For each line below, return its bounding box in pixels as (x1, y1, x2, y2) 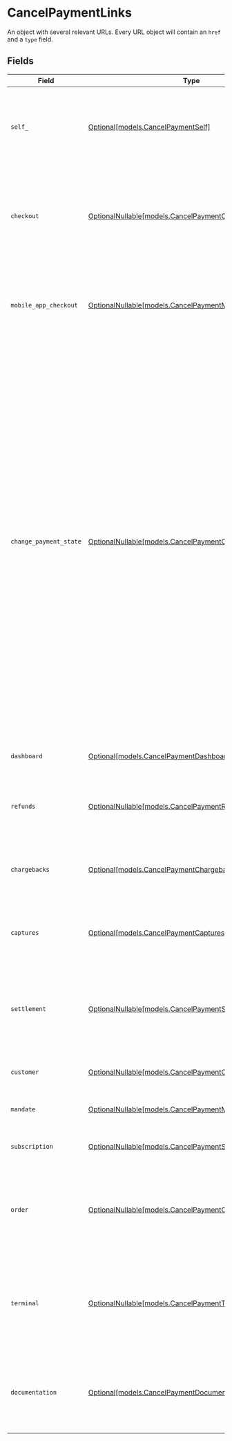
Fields (7, 55, 35, 67)
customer (10, 1068, 39, 1076)
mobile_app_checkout (10, 301, 78, 309)
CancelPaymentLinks (7, 5, 133, 21)
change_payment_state (10, 537, 81, 545)
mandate (10, 1105, 36, 1113)
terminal (10, 1299, 39, 1307)
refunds (10, 802, 36, 810)
